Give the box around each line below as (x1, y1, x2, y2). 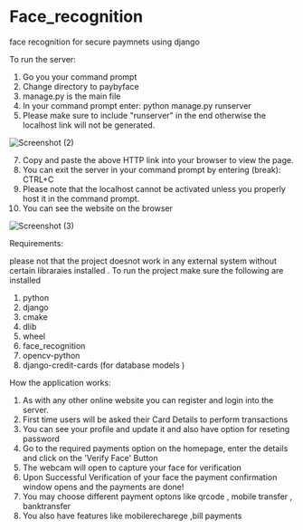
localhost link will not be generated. (22, 120, 156, 130)
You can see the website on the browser (22, 202, 174, 214)
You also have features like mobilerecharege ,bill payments (22, 510, 242, 521)
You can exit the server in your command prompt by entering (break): (22, 164, 281, 175)
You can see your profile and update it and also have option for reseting (22, 423, 290, 434)
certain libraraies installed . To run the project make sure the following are (9, 265, 284, 275)
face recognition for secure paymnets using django (9, 36, 201, 47)
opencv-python (22, 350, 80, 361)
